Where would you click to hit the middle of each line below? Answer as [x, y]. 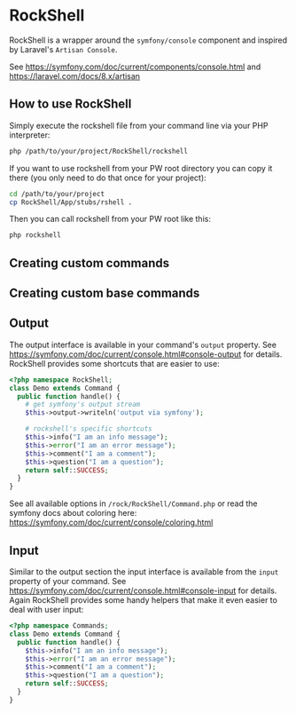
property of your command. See [68, 582]
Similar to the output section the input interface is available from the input [144, 572]
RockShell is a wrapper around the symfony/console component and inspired [148, 40]
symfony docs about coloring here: [73, 513]
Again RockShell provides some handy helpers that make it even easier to [143, 600]
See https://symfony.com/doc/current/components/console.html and [135, 67]
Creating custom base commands [105, 293]
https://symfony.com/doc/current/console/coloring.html [111, 523]
